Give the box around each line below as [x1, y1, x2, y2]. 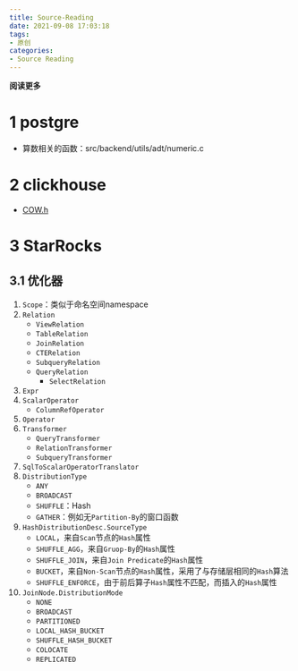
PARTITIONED [35, 616, 81, 626]
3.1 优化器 [9, 274, 64, 289]
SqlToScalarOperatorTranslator [21, 463, 140, 471]
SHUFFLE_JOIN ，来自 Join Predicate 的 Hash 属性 [35, 554, 204, 565]
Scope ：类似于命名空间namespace [21, 299, 149, 310]
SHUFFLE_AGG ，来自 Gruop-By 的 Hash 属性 [35, 543, 176, 554]
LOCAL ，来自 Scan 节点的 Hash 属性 [35, 531, 151, 542]
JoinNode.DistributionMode [21, 588, 123, 598]
